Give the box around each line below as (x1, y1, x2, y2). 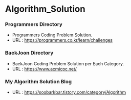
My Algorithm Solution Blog (5, 78, 72, 85)
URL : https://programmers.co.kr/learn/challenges (12, 37, 113, 43)
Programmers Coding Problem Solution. (12, 32, 92, 38)
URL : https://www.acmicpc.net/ (12, 66, 77, 72)
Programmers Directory (5, 21, 63, 28)
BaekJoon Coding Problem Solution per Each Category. (12, 60, 124, 67)
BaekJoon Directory (5, 50, 54, 56)
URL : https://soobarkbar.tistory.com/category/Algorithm (12, 89, 126, 95)
